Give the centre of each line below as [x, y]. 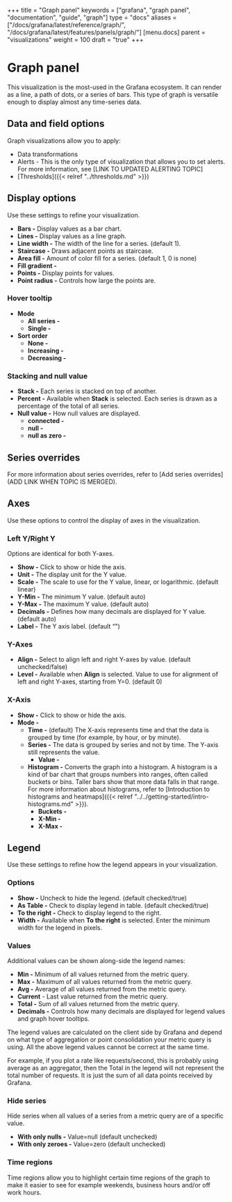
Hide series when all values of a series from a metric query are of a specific [116, 1116]
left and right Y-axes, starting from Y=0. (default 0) [90, 681]
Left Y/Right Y [31, 538]
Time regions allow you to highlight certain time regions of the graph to [109, 1178]
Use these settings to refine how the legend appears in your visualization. [113, 865]
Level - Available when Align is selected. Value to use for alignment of [118, 675]
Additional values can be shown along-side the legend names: [96, 961]
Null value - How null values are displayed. [78, 413]
